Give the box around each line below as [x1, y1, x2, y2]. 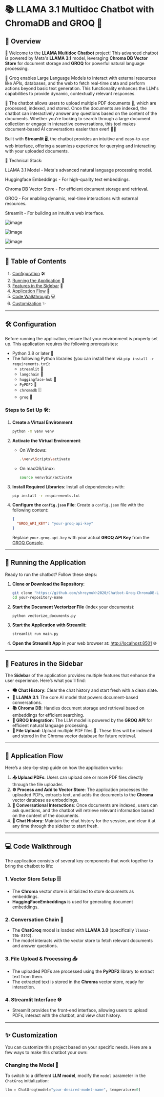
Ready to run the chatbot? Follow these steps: [5, 571, 98, 577]
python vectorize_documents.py [12, 613, 76, 618]
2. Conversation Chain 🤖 [5, 916, 64, 923]
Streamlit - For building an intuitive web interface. [5, 210, 104, 216]
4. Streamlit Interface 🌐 [5, 996, 62, 1003]
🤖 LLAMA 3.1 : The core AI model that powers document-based [12, 695, 138, 701]
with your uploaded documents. [5, 148, 69, 154]
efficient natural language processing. [12, 723, 89, 728]
